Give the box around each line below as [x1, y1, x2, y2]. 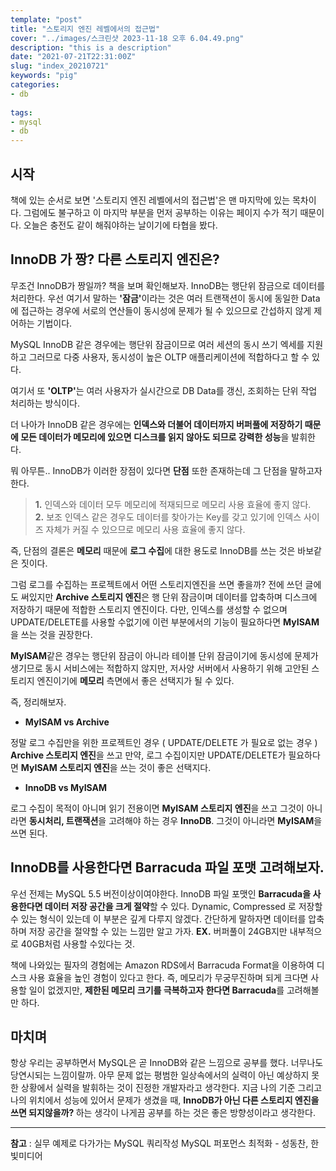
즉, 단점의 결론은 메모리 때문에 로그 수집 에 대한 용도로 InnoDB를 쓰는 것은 [10, 544, 296, 556]
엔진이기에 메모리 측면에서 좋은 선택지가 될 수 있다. [36, 674, 235, 686]
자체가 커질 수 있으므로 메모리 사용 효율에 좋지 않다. [45, 523, 246, 535]
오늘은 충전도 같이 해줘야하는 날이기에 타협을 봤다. [23, 219, 218, 231]
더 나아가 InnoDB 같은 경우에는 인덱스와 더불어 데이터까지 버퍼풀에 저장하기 [10, 418, 303, 430]
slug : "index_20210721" [10, 61, 110, 71]
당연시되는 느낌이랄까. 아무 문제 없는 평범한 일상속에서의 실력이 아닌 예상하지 [10, 1069, 310, 1081]
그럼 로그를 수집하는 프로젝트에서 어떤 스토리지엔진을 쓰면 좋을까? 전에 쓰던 [10, 578, 303, 590]
